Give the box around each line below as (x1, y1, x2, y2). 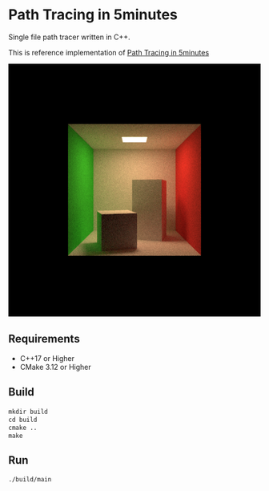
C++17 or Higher (19, 353, 74, 363)
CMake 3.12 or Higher (19, 362, 92, 371)
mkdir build (8, 408, 48, 416)
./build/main (8, 476, 52, 484)
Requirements (8, 332, 80, 346)
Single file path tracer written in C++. (8, 32, 130, 42)
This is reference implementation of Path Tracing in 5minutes (8, 47, 210, 57)
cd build (8, 416, 38, 424)
